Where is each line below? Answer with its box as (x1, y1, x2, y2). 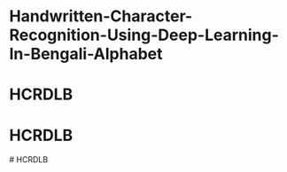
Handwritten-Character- (9, 6, 193, 27)
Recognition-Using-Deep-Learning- (9, 25, 279, 45)
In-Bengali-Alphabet (9, 44, 163, 64)
